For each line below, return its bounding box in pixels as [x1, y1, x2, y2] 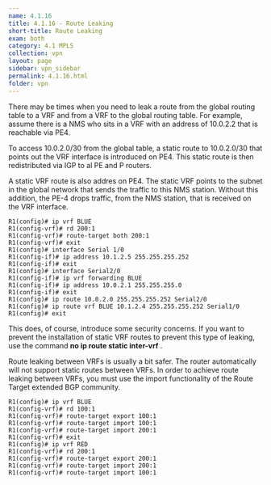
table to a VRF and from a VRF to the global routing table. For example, [8, 110, 244, 120]
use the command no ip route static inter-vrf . [8, 340, 163, 350]
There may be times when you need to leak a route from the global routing [8, 102, 256, 112]
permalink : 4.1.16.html [8, 72, 89, 80]
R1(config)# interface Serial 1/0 [8, 246, 125, 254]
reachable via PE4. [8, 127, 71, 137]
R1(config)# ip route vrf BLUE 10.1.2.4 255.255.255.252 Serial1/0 [8, 302, 240, 310]
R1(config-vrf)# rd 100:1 [8, 405, 95, 413]
